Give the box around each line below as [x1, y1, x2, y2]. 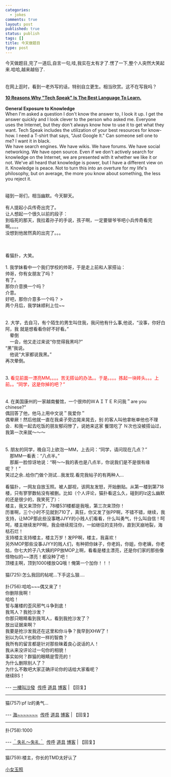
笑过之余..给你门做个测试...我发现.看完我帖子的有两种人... [5, 472, 124, 478]
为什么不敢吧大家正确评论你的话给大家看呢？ [5, 666, 99, 672]
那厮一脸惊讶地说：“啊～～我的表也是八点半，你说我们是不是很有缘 [9, 459, 150, 465]
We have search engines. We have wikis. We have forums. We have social [5, 143, 160, 149]
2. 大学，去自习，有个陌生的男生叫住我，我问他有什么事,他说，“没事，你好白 [5, 319, 165, 326]
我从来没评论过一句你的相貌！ [5, 647, 68, 653]
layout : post [5, 21, 33, 27]
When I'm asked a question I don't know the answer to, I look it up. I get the [5, 110, 163, 117]
